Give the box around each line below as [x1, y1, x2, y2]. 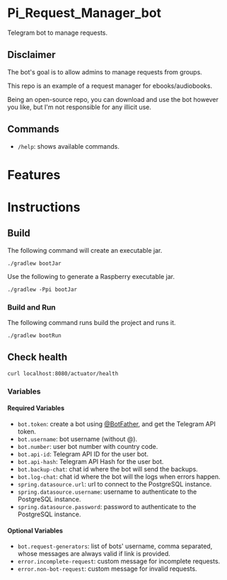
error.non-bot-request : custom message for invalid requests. [17, 564, 197, 573]
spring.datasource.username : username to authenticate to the [17, 487, 197, 496]
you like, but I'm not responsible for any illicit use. [7, 103, 152, 111]
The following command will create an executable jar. [7, 246, 163, 254]
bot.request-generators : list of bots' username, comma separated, [17, 542, 213, 550]
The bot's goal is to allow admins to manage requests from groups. [7, 67, 203, 76]
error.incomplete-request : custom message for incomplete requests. [17, 557, 221, 566]
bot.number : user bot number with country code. [17, 442, 158, 450]
